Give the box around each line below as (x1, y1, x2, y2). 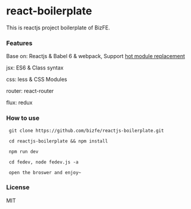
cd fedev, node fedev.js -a (8, 159, 79, 165)
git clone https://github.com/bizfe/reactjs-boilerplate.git (8, 128, 164, 134)
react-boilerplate (6, 4, 93, 18)
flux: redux (6, 99, 33, 106)
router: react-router (6, 87, 54, 95)
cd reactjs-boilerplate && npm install (8, 138, 109, 144)
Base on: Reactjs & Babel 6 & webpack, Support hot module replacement (6, 53, 185, 60)
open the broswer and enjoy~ (8, 169, 82, 175)
